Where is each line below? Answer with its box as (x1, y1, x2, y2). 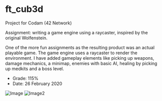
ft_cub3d (5, 3, 44, 15)
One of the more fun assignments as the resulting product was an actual (5, 44, 154, 50)
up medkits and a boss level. (5, 66, 64, 72)
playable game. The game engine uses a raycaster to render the (5, 50, 138, 56)
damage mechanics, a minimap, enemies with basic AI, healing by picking (5, 60, 157, 66)
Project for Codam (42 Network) (5, 20, 72, 26)
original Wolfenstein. (5, 35, 48, 41)
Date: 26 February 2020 (12, 81, 63, 87)
